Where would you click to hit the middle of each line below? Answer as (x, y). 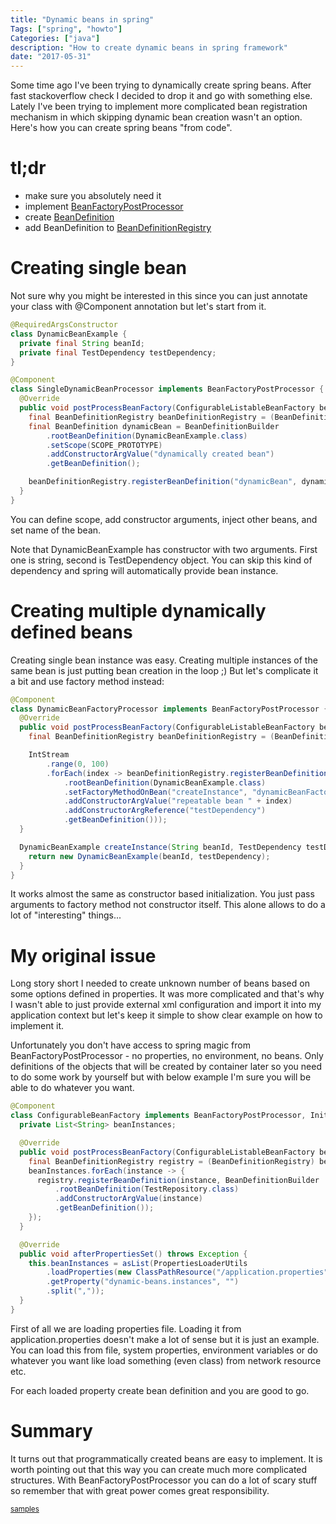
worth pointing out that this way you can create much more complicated (159, 1469)
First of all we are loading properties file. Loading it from (126, 1328)
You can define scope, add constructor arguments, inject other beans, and (164, 519)
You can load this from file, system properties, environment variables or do (164, 1350)
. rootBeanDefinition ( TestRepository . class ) (147, 1189)
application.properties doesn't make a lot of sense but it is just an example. (165, 1339)
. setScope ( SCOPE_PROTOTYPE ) (104, 445)
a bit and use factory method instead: (87, 681)
